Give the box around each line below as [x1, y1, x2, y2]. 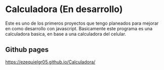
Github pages [5, 45, 49, 54]
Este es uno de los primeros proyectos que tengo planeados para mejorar [5, 20, 159, 26]
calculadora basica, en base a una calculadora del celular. [5, 31, 127, 37]
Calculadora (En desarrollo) [5, 4, 123, 15]
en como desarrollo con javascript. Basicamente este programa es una [5, 25, 153, 31]
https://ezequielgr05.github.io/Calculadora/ [5, 59, 96, 65]
